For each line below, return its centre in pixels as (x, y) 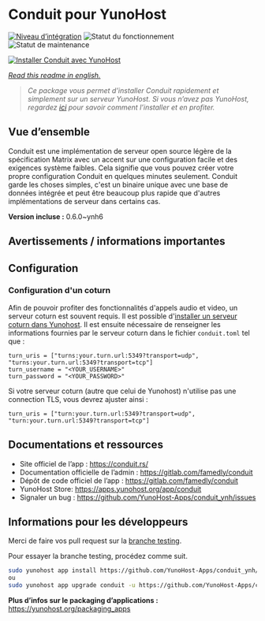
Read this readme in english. (54, 75)
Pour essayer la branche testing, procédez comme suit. (98, 556)
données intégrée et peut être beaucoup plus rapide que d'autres (114, 193)
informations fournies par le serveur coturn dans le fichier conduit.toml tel (129, 333)
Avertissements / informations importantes (117, 242)
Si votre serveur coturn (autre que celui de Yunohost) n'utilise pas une (122, 391)
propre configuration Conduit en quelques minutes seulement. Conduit (123, 176)
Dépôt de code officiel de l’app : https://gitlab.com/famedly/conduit (129, 480)
